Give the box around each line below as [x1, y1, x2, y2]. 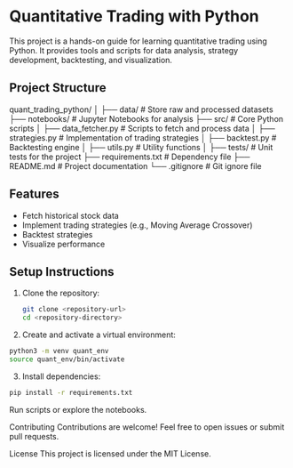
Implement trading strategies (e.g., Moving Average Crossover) [21, 220, 253, 230]
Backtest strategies [21, 229, 93, 239]
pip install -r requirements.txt [9, 388, 133, 397]
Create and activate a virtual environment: [21, 329, 176, 340]
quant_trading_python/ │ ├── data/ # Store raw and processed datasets [9, 104, 273, 115]
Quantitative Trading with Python [9, 6, 259, 27]
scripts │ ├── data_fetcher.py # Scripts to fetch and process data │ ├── [9, 123, 275, 133]
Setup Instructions [9, 264, 115, 279]
